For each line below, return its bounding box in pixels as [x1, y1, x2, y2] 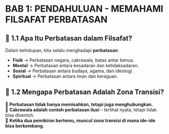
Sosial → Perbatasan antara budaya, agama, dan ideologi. [12, 68, 134, 74]
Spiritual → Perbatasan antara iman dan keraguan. [12, 73, 118, 79]
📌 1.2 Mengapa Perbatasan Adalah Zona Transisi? [5, 88, 164, 97]
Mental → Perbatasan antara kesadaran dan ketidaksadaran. [12, 63, 139, 68]
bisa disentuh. [5, 112, 35, 118]
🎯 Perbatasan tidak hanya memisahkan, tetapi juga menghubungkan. [5, 101, 153, 107]
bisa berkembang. [5, 122, 44, 129]
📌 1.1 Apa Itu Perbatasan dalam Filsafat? [5, 34, 133, 42]
